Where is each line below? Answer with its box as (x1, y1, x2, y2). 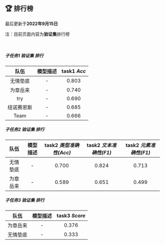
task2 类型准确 (44, 142, 80, 149)
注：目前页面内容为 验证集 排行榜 (5, 31, 70, 37)
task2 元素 (125, 142, 151, 149)
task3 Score (56, 212, 86, 219)
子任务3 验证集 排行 (5, 197, 45, 203)
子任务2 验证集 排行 (5, 126, 45, 132)
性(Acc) (53, 149, 71, 156)
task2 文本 (86, 142, 112, 149)
